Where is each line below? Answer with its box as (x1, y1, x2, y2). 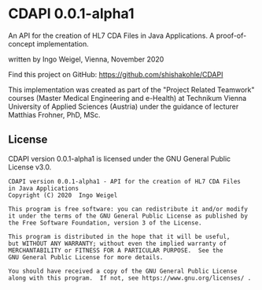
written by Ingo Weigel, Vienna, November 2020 (8, 54, 164, 64)
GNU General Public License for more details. (8, 253, 164, 261)
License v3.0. (8, 162, 52, 172)
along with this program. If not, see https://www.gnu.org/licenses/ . (8, 273, 252, 282)
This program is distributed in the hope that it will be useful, (8, 232, 231, 240)
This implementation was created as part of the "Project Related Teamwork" (8, 84, 255, 95)
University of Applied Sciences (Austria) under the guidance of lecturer (8, 102, 239, 111)
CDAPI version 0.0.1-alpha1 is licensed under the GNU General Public (8, 154, 231, 163)
